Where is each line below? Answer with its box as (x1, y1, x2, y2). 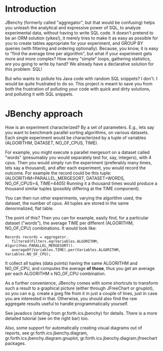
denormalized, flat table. (5, 205, 54, 211)
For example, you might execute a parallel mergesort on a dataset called (5, 149, 150, 155)
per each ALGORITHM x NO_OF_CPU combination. (5, 271, 106, 276)
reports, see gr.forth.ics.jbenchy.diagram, (5, 330, 89, 336)
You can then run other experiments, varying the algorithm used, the (5, 195, 143, 201)
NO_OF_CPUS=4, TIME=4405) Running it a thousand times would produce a (5, 180, 158, 186)
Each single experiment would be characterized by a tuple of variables (5, 135, 146, 140)
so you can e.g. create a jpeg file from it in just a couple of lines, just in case (5, 290, 158, 296)
